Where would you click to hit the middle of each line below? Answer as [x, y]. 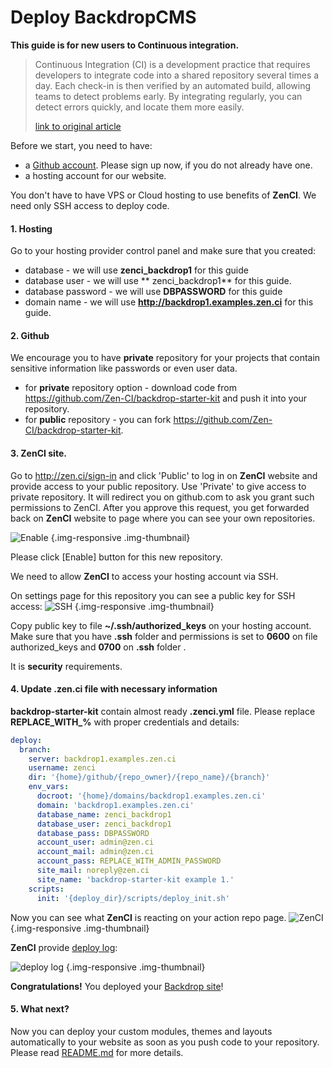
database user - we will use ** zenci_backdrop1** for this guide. [158, 281]
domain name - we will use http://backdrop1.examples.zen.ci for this [169, 302]
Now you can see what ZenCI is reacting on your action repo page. [148, 917]
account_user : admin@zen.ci [95, 842]
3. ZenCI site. [38, 453]
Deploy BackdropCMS [103, 17]
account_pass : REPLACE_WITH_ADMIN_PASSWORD [129, 861]
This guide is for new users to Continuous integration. [125, 45]
